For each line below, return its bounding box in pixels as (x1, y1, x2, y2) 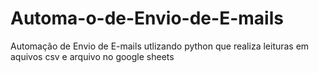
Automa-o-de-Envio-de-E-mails (10, 7, 284, 30)
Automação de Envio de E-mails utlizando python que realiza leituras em (10, 40, 310, 52)
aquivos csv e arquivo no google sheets (10, 50, 175, 62)
